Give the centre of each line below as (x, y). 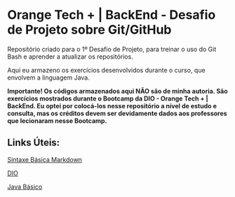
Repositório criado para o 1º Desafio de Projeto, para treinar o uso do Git (112, 49)
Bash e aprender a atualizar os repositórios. (70, 57)
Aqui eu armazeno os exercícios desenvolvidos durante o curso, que (106, 70)
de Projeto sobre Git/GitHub (89, 30)
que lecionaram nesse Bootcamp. (57, 121)
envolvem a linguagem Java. (48, 78)
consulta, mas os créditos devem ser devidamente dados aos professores (117, 113)
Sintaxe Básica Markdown (45, 159)
